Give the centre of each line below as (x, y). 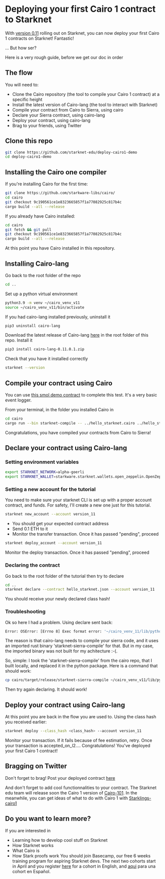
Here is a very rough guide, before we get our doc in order (64, 57)
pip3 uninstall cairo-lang (33, 326)
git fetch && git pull (28, 229)
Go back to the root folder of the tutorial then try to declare (65, 576)
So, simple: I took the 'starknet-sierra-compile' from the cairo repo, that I (79, 661)
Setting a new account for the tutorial (50, 489)
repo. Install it (19, 340)
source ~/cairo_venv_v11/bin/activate (45, 307)
